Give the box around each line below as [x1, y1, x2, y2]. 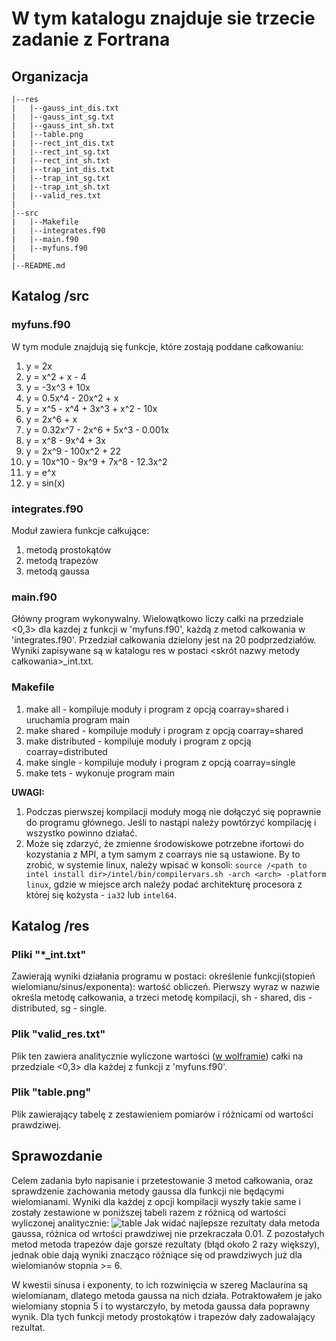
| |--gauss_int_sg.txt [11, 112, 115, 122]
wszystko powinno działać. [25, 827, 138, 839]
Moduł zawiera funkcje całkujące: [11, 524, 150, 536]
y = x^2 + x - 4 [25, 370, 87, 382]
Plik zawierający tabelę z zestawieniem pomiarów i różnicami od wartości [11, 1108, 314, 1120]
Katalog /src [11, 288, 90, 305]
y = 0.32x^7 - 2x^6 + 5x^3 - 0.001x [25, 423, 169, 436]
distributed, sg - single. [11, 1002, 108, 1014]
